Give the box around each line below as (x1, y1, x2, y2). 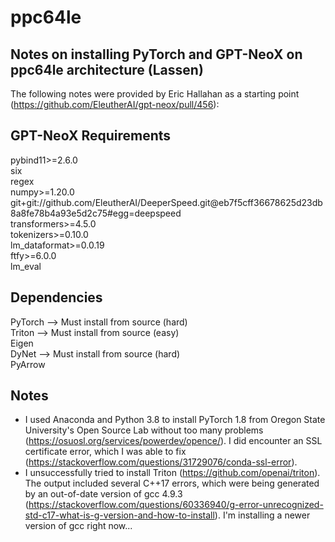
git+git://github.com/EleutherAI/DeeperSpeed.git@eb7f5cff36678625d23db (10, 196, 323, 208)
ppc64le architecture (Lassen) (10, 61, 204, 78)
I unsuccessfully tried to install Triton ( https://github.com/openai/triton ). (24, 467, 321, 479)
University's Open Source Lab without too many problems (24, 424, 264, 436)
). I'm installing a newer (214, 509, 311, 521)
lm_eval (10, 260, 42, 272)
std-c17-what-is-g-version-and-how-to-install (24, 509, 215, 521)
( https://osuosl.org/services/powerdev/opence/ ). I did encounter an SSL (24, 435, 323, 447)
